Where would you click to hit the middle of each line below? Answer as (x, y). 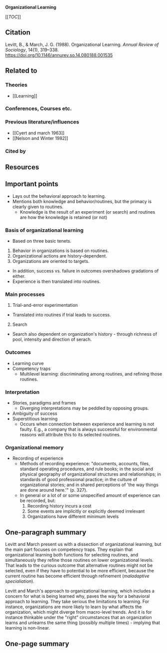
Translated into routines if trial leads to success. (62, 315)
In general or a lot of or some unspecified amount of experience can (90, 496)
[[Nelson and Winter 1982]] (40, 138)
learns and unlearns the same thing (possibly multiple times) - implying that (83, 623)
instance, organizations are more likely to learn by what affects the (74, 607)
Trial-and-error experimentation (45, 305)
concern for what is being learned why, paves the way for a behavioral (78, 596)
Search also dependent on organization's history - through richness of (85, 334)
